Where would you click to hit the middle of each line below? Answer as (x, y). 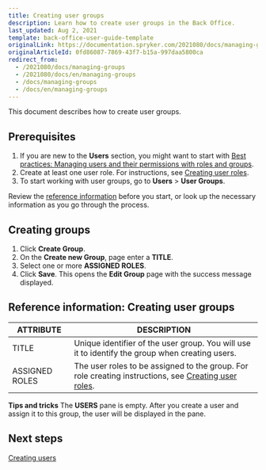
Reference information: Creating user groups (122, 307)
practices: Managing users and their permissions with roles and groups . (137, 164)
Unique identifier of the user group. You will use (162, 343)
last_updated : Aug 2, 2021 (53, 30)
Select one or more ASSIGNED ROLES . (83, 266)
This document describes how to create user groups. (95, 112)
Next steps (36, 439)
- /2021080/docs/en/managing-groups (76, 75)
